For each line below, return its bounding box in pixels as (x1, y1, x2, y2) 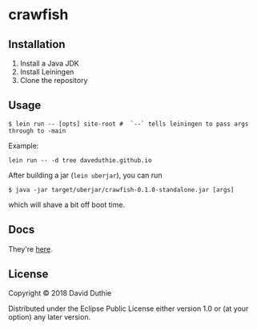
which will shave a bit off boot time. (8, 200, 126, 209)
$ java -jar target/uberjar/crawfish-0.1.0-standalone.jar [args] (8, 185, 235, 193)
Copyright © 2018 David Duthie (8, 288, 112, 298)
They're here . (8, 244, 54, 253)
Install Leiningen (19, 67, 74, 77)
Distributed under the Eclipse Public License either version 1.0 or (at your (8, 304, 249, 313)
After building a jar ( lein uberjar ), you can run (8, 170, 163, 180)
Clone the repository (19, 76, 88, 85)
